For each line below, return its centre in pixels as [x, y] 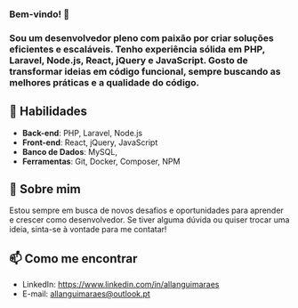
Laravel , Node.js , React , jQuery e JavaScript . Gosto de [129, 60]
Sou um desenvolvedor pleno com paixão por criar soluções [141, 37]
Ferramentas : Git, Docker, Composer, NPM [101, 161]
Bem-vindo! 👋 [40, 14]
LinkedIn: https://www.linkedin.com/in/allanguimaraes [121, 285]
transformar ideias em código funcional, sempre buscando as [145, 71]
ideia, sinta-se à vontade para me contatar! [88, 230]
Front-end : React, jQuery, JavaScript [90, 142]
